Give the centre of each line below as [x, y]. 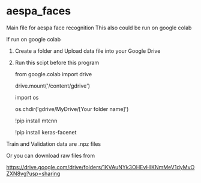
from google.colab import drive [53, 74]
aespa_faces [38, 11]
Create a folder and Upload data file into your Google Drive [88, 51]
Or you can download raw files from [50, 155]
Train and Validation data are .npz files [53, 144]
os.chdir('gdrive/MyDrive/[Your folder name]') [72, 109]
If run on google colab [34, 39]
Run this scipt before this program [57, 62]
